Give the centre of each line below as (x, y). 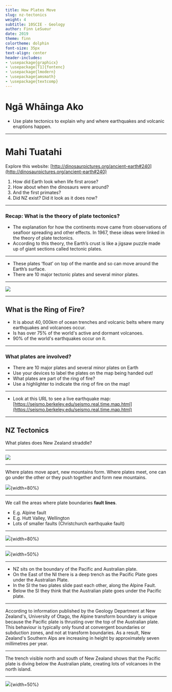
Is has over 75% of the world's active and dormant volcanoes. (78, 333)
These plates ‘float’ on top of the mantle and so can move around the (85, 263)
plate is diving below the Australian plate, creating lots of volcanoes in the (83, 663)
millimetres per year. (27, 643)
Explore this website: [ (29, 166)
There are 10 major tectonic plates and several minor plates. (76, 274)
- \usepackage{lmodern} (31, 72)
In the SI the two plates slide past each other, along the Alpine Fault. (84, 585)
